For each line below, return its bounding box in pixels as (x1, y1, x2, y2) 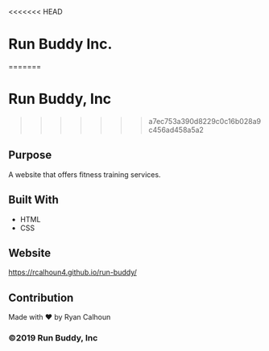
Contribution (8, 291, 74, 304)
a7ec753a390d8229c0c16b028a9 (148, 116, 262, 126)
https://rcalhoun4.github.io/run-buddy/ (8, 267, 137, 277)
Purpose (8, 148, 52, 162)
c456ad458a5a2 (148, 125, 204, 134)
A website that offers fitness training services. (8, 169, 161, 180)
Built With (8, 193, 59, 207)
